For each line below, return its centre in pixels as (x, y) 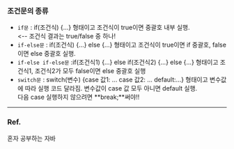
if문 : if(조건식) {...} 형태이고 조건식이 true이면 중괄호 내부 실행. (103, 28)
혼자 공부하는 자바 (31, 138)
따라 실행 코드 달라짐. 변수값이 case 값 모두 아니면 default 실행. (111, 88)
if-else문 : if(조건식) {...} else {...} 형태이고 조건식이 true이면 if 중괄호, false (122, 45)
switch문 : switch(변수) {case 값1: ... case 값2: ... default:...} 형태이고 (112, 80)
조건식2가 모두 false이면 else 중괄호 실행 (90, 71)
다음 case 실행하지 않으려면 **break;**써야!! (78, 97)
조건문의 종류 (28, 10)
